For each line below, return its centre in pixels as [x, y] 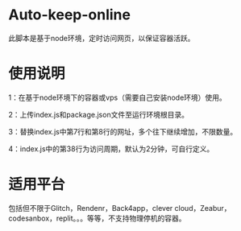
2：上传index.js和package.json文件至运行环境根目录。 [99, 114]
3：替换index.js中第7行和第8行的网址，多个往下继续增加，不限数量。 [123, 131]
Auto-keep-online [70, 15]
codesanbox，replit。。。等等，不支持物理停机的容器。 [98, 218]
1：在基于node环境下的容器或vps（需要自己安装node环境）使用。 [118, 97]
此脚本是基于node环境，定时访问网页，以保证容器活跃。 [102, 38]
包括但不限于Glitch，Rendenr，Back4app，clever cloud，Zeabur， [120, 208]
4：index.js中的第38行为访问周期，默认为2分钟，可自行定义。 [111, 148]
